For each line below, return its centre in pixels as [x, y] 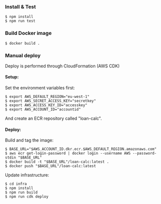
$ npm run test [20, 21]
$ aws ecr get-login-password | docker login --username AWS [68, 154]
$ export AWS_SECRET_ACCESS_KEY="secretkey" [51, 101]
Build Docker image [28, 33]
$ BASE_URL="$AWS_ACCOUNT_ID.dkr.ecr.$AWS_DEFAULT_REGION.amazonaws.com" [81, 149]
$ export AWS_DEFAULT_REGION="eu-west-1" [47, 97]
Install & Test [21, 7]
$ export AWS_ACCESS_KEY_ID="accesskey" [46, 105]
